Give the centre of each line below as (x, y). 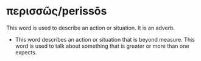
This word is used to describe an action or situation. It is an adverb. (91, 28)
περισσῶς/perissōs (57, 11)
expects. (26, 52)
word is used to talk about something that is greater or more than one (102, 46)
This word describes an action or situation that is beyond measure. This (105, 39)
